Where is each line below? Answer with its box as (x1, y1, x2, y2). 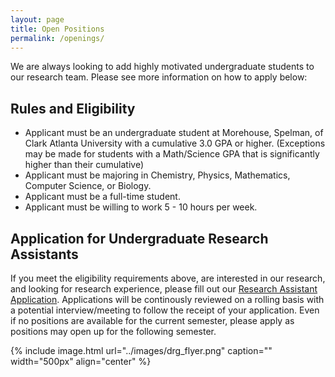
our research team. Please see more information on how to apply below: (10, 71, 308, 83)
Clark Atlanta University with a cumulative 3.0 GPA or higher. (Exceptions (24, 137, 326, 150)
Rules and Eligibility (10, 100, 136, 117)
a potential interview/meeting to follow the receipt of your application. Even (10, 304, 320, 316)
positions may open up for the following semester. (10, 326, 217, 337)
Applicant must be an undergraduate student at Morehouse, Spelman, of (24, 127, 324, 139)
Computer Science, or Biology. (24, 180, 152, 192)
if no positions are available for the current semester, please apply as (10, 315, 295, 326)
